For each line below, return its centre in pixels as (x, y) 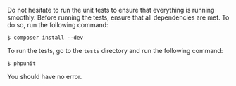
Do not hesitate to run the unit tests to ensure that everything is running (111, 10)
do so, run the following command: (58, 25)
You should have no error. (45, 77)
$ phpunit (22, 64)
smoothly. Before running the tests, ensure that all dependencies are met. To (118, 17)
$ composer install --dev (45, 38)
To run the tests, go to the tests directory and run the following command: (115, 51)
